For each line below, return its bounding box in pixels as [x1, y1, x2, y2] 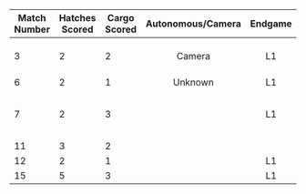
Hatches [58, 12, 97, 24]
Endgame [250, 17, 293, 30]
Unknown [172, 77, 214, 88]
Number [14, 23, 50, 36]
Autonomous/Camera [145, 17, 241, 30]
